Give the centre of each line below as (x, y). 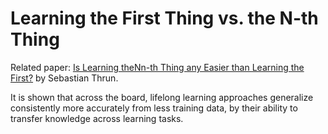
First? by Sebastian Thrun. (64, 78)
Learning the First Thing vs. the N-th (164, 18)
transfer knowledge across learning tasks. (97, 118)
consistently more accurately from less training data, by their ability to (154, 108)
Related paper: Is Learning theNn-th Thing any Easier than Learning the (157, 67)
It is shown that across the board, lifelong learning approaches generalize (162, 97)
